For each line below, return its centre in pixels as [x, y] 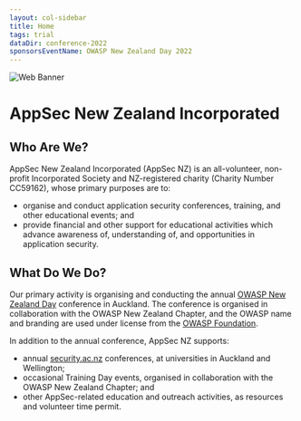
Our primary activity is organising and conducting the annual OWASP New [148, 294]
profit [19, 178]
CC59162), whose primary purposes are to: [90, 188]
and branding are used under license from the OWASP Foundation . [134, 323]
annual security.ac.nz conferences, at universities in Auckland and [146, 358]
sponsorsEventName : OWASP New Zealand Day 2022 [101, 52]
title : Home [32, 26]
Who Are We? [49, 147]
